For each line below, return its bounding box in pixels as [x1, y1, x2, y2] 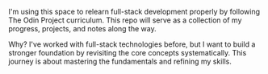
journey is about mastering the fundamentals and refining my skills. [8, 56, 232, 66]
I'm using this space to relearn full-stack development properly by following [8, 7, 261, 16]
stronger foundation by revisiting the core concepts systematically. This [8, 48, 247, 57]
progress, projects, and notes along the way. [8, 24, 157, 33]
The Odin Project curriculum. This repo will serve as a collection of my [8, 15, 242, 25]
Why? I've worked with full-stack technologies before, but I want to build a [8, 39, 256, 49]
